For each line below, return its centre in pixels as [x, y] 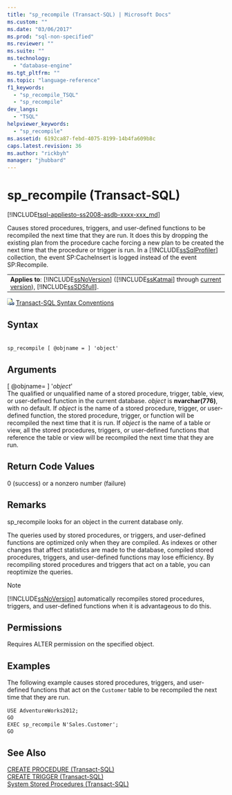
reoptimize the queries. [40, 572]
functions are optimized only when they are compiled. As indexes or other [112, 542]
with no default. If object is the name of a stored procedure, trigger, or [107, 408]
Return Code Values [51, 467]
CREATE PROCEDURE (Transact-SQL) [61, 769]
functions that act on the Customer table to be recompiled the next [124, 690]
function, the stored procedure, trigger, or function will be [113, 415]
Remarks [27, 505]
